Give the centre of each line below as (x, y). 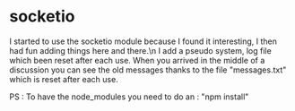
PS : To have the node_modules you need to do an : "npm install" (129, 97)
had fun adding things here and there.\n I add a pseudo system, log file (140, 50)
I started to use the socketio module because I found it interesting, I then (143, 41)
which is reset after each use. (64, 79)
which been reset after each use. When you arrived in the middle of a (137, 60)
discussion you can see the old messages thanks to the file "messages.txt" (148, 70)
